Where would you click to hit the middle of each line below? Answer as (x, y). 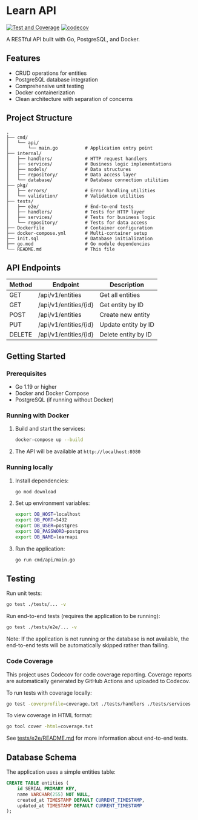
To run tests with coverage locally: (49, 693)
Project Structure (39, 118)
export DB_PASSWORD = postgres (52, 532)
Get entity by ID (122, 305)
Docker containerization (45, 92)
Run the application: (40, 549)
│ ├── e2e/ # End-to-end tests (70, 207)
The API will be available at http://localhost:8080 (78, 451)
